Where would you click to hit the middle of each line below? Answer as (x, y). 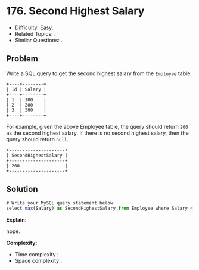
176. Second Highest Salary (75, 11)
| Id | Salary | (26, 89)
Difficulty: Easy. (34, 27)
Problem (22, 59)
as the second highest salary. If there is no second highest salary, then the (97, 133)
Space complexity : (38, 261)
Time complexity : (37, 255)
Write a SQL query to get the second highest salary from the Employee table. (99, 73)
